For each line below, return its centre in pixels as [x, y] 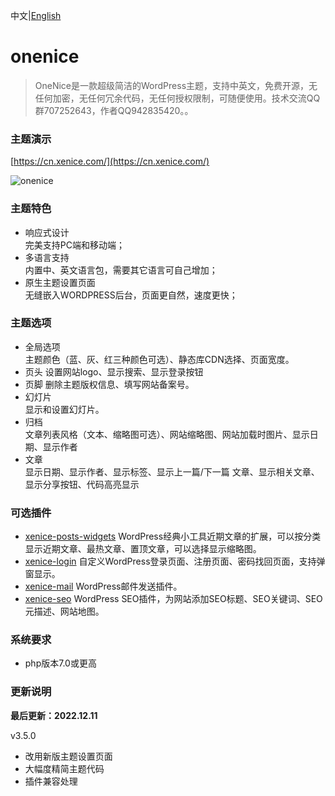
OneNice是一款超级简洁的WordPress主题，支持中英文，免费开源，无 [176, 85]
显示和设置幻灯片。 [64, 409]
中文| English [36, 15]
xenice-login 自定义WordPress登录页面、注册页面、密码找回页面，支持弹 [175, 561]
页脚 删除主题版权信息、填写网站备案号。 [109, 384]
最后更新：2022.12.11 [54, 715]
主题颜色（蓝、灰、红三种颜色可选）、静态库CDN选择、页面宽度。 [159, 359]
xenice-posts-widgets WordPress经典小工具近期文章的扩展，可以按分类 [173, 536]
